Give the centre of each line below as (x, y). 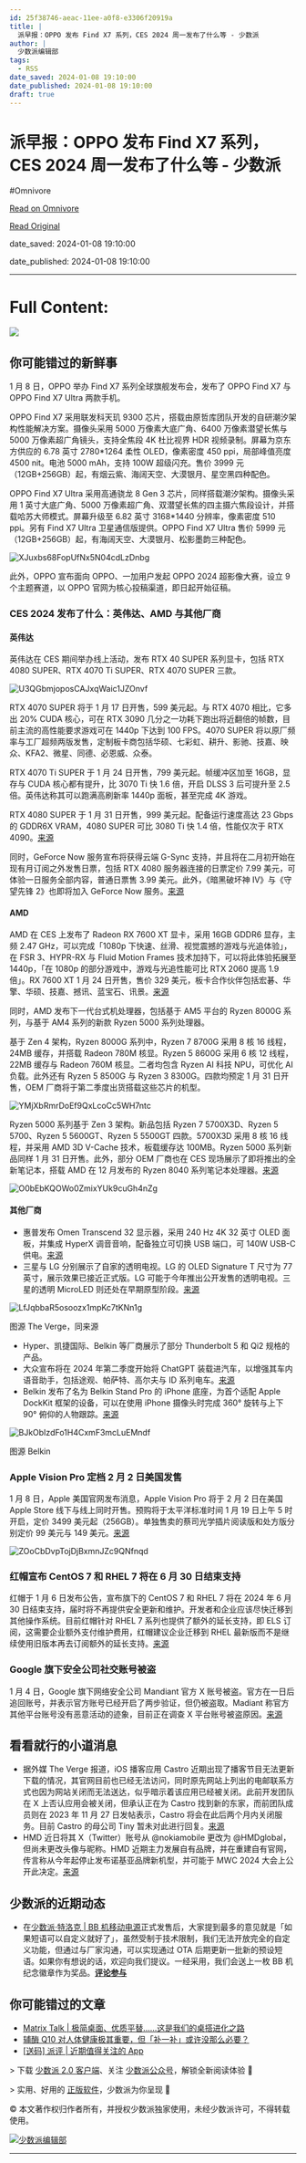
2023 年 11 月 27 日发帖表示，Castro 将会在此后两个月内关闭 (162, 1815)
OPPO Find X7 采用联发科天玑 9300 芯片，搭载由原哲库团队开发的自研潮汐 (149, 417)
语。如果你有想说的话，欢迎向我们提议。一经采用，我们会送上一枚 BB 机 (158, 1961)
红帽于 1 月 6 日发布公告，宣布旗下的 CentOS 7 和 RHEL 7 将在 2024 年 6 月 (151, 1598)
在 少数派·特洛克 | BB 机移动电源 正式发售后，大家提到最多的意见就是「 (153, 1928)
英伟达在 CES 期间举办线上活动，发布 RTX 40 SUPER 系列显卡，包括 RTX (147, 659)
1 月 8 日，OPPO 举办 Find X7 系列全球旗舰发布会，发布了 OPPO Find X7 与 (150, 387)
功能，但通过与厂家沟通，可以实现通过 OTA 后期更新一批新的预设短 (157, 1950)
